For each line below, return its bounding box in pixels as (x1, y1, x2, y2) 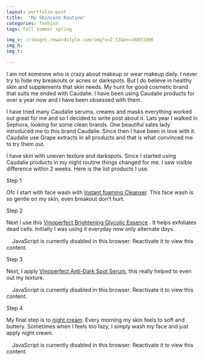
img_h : (6, 43, 23, 49)
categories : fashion (6, 20, 59, 26)
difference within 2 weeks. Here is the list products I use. (6, 165, 149, 172)
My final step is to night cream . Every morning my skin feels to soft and (6, 316, 185, 323)
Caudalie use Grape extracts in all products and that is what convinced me (6, 133, 193, 141)
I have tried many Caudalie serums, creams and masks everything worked (6, 108, 192, 115)
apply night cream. (6, 329, 54, 336)
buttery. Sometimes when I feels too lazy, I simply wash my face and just (6, 322, 189, 330)
